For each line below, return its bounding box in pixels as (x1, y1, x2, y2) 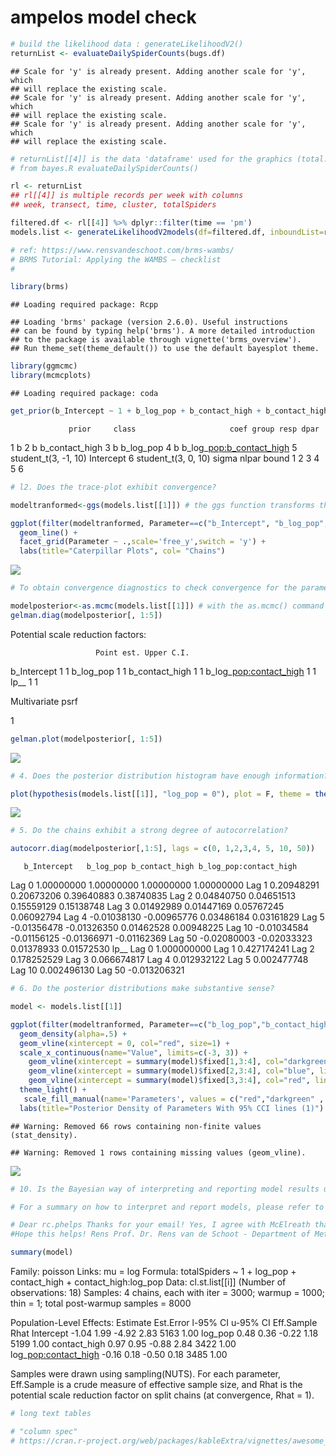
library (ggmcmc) (10, 361, 78, 371)
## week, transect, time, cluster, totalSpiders (10, 200, 217, 210)
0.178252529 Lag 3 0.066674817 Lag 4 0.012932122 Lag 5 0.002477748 (10, 954, 309, 966)
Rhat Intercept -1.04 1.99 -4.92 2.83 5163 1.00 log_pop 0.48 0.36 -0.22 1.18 (10, 1327, 319, 1340)
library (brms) (10, 282, 70, 292)
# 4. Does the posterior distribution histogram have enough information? (10, 771, 329, 781)
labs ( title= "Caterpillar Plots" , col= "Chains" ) (19, 546, 226, 556)
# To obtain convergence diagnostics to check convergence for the (10, 583, 298, 593)
